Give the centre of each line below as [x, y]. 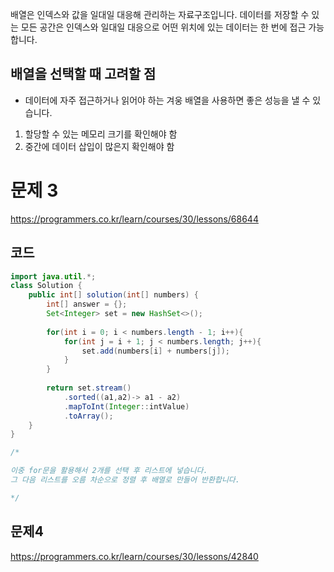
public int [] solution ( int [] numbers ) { [113, 295]
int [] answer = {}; [87, 304]
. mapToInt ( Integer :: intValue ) [126, 406]
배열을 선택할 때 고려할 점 [83, 74]
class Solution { [46, 286]
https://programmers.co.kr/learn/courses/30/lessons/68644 [134, 219]
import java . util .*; [53, 276]
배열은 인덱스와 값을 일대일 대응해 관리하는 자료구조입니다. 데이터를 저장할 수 [160, 14]
